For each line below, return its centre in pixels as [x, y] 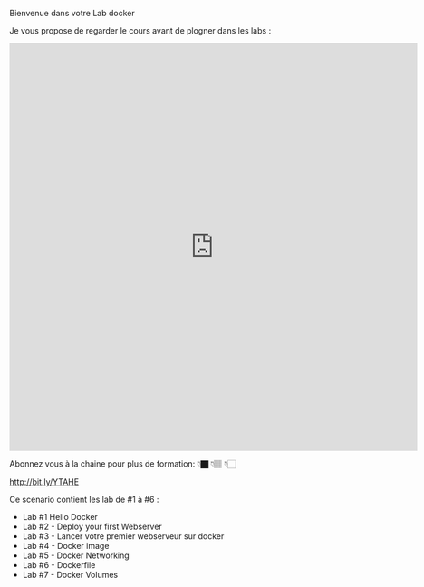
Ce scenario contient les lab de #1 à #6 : [84, 499]
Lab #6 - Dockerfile [59, 565]
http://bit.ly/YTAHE [44, 482]
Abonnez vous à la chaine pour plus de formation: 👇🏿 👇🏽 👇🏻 [123, 464]
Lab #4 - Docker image [66, 546]
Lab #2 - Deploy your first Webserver [92, 526]
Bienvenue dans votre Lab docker [72, 13]
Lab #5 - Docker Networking [76, 555]
